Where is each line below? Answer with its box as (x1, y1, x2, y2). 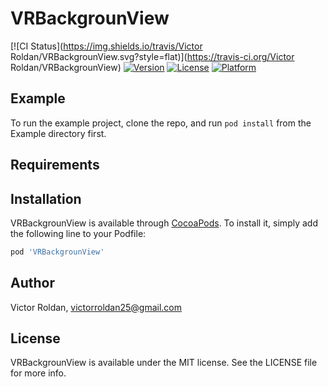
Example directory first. (10, 127, 107, 139)
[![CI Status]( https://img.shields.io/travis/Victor (10, 40, 203, 52)
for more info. (10, 367, 67, 379)
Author (10, 275, 55, 292)
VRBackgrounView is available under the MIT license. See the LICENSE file (10, 357, 318, 369)
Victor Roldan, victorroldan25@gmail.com (10, 301, 183, 313)
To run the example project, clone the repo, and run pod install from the (10, 117, 312, 129)
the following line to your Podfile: (10, 227, 147, 239)
